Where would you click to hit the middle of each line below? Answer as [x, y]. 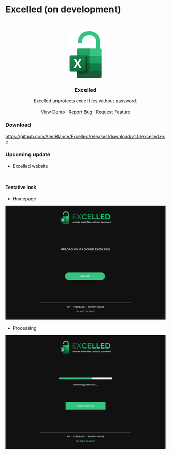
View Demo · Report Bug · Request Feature [85, 112]
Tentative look [21, 188]
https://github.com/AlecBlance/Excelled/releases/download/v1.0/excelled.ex [85, 136]
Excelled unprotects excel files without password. [85, 101]
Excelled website [30, 166]
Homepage [24, 199]
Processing [24, 328]
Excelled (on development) [63, 9]
